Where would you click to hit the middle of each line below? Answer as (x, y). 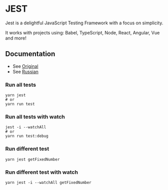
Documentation (30, 54)
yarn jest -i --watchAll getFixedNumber (49, 182)
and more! (16, 38)
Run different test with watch (42, 172)
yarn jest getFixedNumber (32, 159)
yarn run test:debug (27, 136)
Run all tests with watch (35, 117)
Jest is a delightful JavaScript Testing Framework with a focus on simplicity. (84, 23)
